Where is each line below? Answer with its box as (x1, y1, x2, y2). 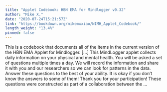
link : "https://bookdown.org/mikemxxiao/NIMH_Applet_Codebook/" (5, 21, 142, 26)
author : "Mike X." (5, 12, 43, 17)
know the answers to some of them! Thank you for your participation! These (5, 76, 162, 82)
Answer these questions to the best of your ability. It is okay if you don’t (5, 71, 153, 76)
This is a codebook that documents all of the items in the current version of (5, 44, 160, 50)
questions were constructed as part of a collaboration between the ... (5, 81, 148, 87)
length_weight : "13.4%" (5, 26, 55, 31)
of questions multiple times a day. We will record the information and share (5, 60, 159, 66)
